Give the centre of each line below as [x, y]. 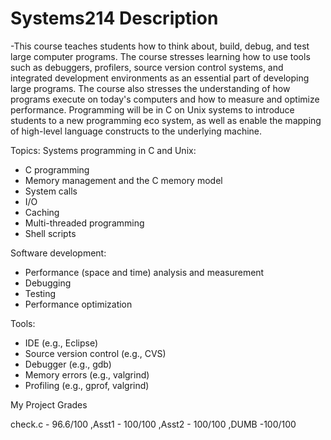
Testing [40, 293]
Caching [42, 212]
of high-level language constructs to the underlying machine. [136, 131]
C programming [57, 169]
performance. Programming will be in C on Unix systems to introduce [152, 109]
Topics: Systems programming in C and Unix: [103, 150]
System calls [51, 191]
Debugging [48, 283]
